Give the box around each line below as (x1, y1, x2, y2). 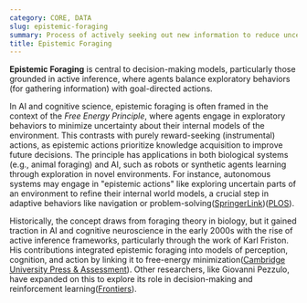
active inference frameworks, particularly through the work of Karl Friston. (9, 235, 290, 246)
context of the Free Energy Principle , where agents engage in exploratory (9, 110, 286, 121)
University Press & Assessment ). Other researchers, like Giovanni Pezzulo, (9, 264, 291, 275)
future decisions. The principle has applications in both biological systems (9, 150, 289, 161)
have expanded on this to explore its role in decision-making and (9, 274, 253, 285)
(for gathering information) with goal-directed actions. (9, 83, 213, 94)
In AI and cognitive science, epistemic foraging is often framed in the (9, 101, 269, 112)
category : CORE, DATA (9, 13, 92, 23)
